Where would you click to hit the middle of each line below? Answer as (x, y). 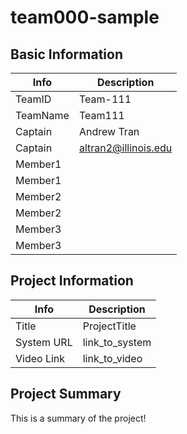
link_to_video (112, 358)
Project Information (72, 281)
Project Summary (66, 394)
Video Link (40, 358)
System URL (44, 342)
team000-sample (85, 17)
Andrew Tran (109, 131)
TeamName (42, 115)
